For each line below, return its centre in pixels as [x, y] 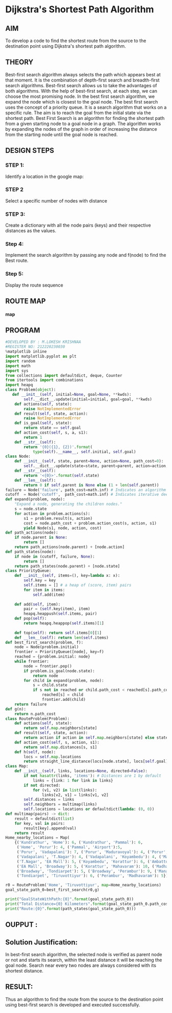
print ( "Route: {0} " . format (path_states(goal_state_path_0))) [71, 908]
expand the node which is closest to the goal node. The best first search [82, 102]
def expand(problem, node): [35, 499]
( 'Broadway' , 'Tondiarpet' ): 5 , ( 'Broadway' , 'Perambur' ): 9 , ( [87, 871]
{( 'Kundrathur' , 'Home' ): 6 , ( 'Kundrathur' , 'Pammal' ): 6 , [79, 843]
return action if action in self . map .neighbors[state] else [89, 738]
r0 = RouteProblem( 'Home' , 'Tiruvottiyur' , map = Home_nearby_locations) [83, 885]
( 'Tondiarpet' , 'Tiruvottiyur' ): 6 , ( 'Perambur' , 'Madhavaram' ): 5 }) [92, 876]
